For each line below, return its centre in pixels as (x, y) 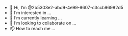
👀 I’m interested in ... (30, 13)
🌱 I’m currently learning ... (36, 18)
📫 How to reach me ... (32, 28)
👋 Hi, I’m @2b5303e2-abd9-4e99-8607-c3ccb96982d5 (66, 8)
